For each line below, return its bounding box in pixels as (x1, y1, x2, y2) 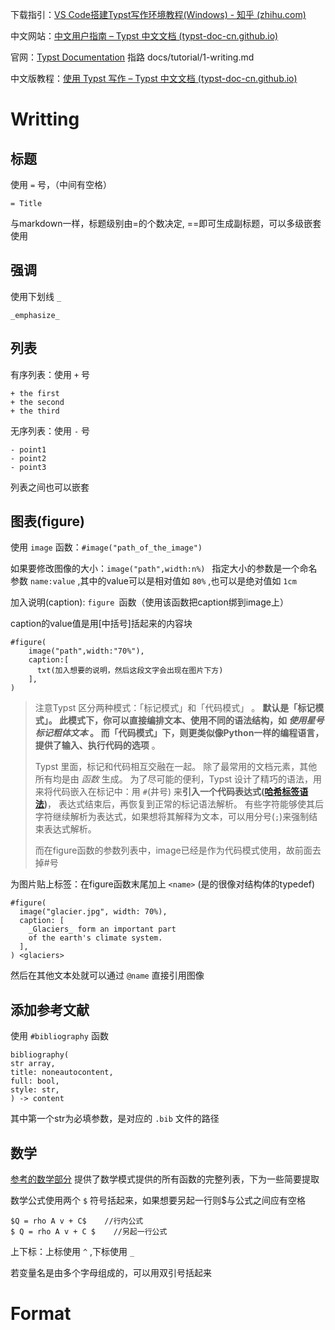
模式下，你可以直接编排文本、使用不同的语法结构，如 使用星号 (68, 714, 325, 727)
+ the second (10, 397, 65, 407)
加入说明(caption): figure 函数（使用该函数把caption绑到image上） (10, 596, 289, 608)
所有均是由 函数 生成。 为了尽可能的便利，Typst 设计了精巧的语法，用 (34, 773, 323, 785)
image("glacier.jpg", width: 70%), (19, 907, 168, 917)
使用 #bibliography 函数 (10, 1030, 109, 1042)
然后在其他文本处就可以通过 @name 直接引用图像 (10, 969, 205, 982)
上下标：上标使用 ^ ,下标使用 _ (10, 1246, 135, 1258)
